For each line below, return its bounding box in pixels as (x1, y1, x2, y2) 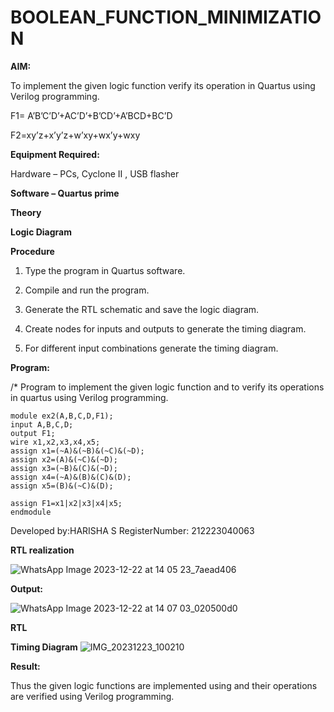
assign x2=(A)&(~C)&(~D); (10, 454, 118, 465)
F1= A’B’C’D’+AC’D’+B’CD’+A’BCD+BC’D (10, 109, 173, 121)
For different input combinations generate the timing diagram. (24, 342, 279, 354)
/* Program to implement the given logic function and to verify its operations (10, 381, 325, 393)
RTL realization (10, 544, 75, 556)
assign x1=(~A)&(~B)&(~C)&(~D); (10, 446, 145, 456)
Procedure (10, 245, 55, 257)
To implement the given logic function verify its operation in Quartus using (10, 79, 316, 91)
